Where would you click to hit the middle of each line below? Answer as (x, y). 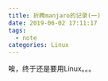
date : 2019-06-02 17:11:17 (53, 23)
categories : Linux (39, 45)
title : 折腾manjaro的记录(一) (54, 15)
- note (26, 38)
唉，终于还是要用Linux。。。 (52, 69)
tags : (17, 30)
